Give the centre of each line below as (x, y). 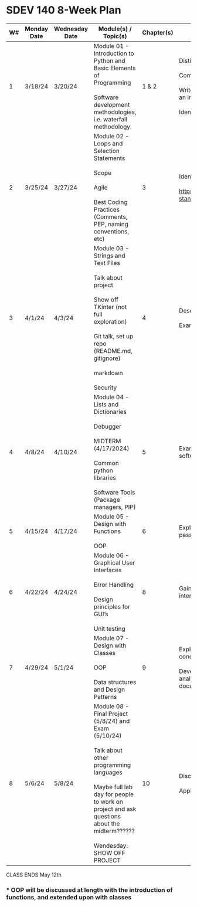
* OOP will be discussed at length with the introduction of (89, 890)
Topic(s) (115, 36)
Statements (109, 158)
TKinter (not (110, 307)
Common (106, 463)
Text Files (107, 263)
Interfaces (108, 570)
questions (107, 816)
